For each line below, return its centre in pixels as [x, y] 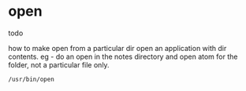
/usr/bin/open [32, 79]
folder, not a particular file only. [59, 64]
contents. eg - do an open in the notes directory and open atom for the [123, 56]
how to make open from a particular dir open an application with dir [117, 48]
